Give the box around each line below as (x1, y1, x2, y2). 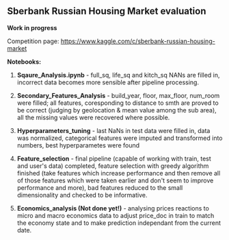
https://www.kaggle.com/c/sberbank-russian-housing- (60, 37, 215, 45)
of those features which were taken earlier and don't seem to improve (16, 176, 214, 184)
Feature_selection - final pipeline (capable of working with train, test (16, 154, 212, 163)
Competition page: (7, 37, 59, 45)
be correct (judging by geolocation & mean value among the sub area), (16, 106, 217, 114)
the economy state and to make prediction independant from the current (16, 219, 221, 227)
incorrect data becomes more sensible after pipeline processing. (16, 78, 200, 86)
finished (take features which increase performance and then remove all (16, 169, 221, 177)
